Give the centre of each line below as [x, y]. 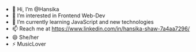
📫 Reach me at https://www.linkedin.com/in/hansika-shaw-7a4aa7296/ [101, 29]
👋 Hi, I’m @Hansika [35, 9]
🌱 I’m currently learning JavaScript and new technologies [83, 22]
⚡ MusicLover [29, 44]
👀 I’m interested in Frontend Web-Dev [58, 16]
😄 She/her [25, 37]
